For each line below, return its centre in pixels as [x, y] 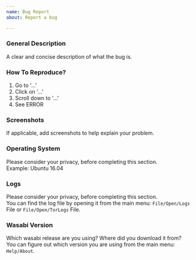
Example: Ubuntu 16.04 [35, 168]
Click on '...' [29, 92]
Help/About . [20, 251]
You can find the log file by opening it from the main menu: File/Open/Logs [98, 203]
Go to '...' [26, 85]
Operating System [33, 149]
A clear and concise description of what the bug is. [69, 56]
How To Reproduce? [36, 72]
